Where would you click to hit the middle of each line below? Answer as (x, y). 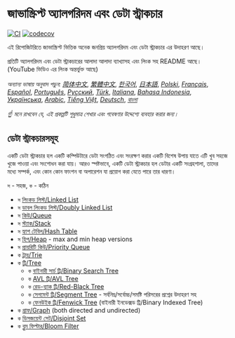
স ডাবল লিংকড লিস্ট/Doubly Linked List (65, 207)
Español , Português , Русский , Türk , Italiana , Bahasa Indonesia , (100, 92)
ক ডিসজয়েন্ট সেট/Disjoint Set (52, 318)
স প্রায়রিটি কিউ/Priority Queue (54, 247)
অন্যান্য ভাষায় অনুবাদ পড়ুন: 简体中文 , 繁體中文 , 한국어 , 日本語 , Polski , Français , (108, 84)
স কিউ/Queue (34, 215)
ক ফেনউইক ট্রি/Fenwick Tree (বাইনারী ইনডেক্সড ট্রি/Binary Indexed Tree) (115, 302)
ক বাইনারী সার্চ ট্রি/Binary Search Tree (73, 271)
